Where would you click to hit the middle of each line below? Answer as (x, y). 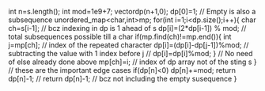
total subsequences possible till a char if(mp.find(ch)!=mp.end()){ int (120, 36)
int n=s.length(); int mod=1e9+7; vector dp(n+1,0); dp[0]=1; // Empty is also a (132, 11)
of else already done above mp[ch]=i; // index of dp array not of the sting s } (132, 62)
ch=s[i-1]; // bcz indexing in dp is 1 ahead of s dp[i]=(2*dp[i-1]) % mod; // (127, 28)
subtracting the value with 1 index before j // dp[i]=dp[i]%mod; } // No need (131, 53)
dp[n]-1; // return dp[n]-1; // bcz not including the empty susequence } (123, 79)
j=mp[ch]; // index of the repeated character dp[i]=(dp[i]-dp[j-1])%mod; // (129, 45)
